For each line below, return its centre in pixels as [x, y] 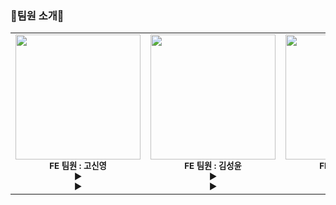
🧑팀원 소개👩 [37, 15]
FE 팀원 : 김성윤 [213, 166]
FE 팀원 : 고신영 [78, 166]
